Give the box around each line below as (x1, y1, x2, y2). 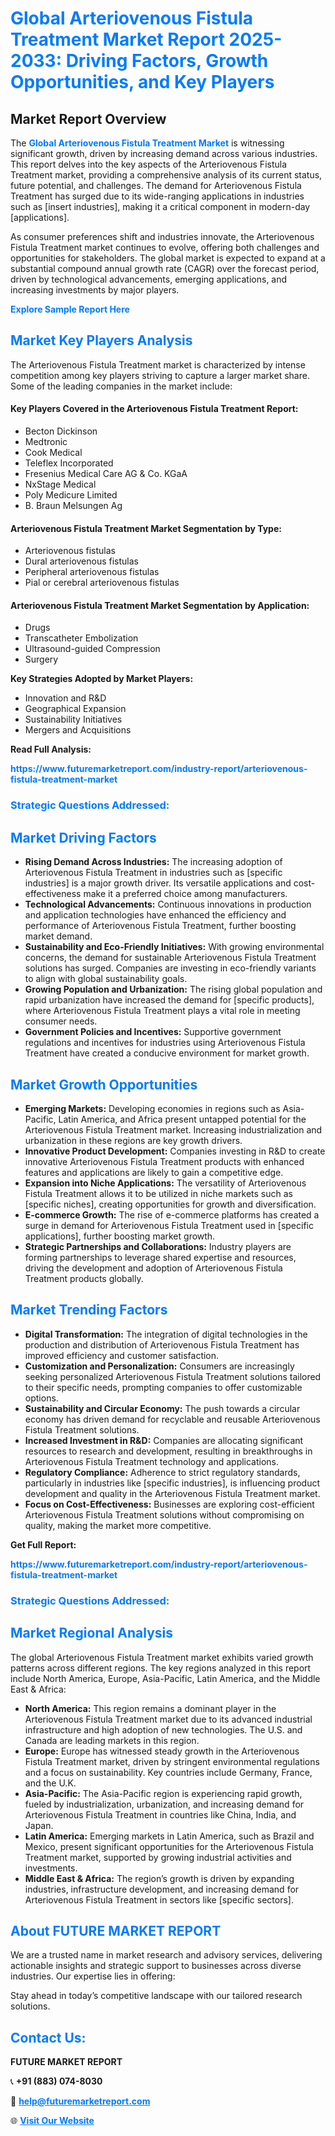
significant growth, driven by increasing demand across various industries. (10, 148, 318, 159)
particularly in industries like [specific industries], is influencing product (24, 1477, 321, 1489)
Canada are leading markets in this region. (24, 1734, 200, 1746)
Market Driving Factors (10, 829, 157, 846)
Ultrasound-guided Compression (24, 643, 161, 655)
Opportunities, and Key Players (10, 71, 275, 94)
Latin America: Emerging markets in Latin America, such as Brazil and (24, 1830, 315, 1842)
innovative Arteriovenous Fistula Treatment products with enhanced (24, 1155, 305, 1167)
